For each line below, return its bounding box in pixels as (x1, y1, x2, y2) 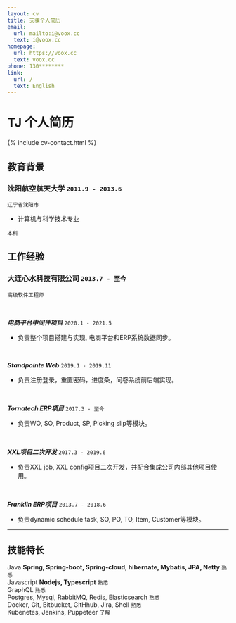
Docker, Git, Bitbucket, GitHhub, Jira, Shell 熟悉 (7, 600, 142, 609)
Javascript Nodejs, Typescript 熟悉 (7, 578, 109, 586)
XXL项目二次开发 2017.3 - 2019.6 (7, 448, 106, 456)
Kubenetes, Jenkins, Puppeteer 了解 (7, 608, 110, 617)
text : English (13, 82, 55, 89)
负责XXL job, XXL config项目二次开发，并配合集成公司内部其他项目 (17, 462, 211, 471)
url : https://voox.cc (13, 50, 77, 57)
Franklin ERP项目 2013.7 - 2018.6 (7, 500, 107, 508)
